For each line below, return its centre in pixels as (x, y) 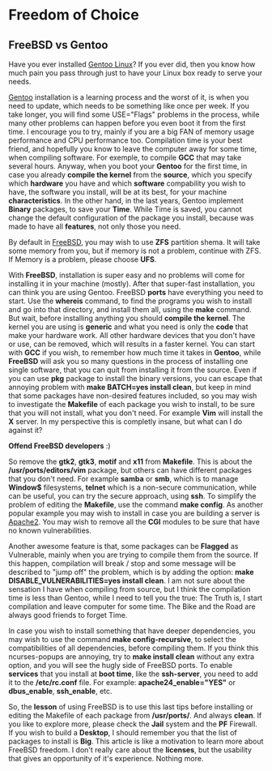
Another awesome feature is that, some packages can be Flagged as (123, 546)
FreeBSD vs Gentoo (58, 45)
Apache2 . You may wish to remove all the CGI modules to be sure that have (134, 522)
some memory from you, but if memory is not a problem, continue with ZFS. (135, 251)
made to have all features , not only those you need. (95, 226)
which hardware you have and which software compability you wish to (127, 183)
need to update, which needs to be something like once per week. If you (129, 106)
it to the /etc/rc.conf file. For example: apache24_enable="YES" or (122, 682)
